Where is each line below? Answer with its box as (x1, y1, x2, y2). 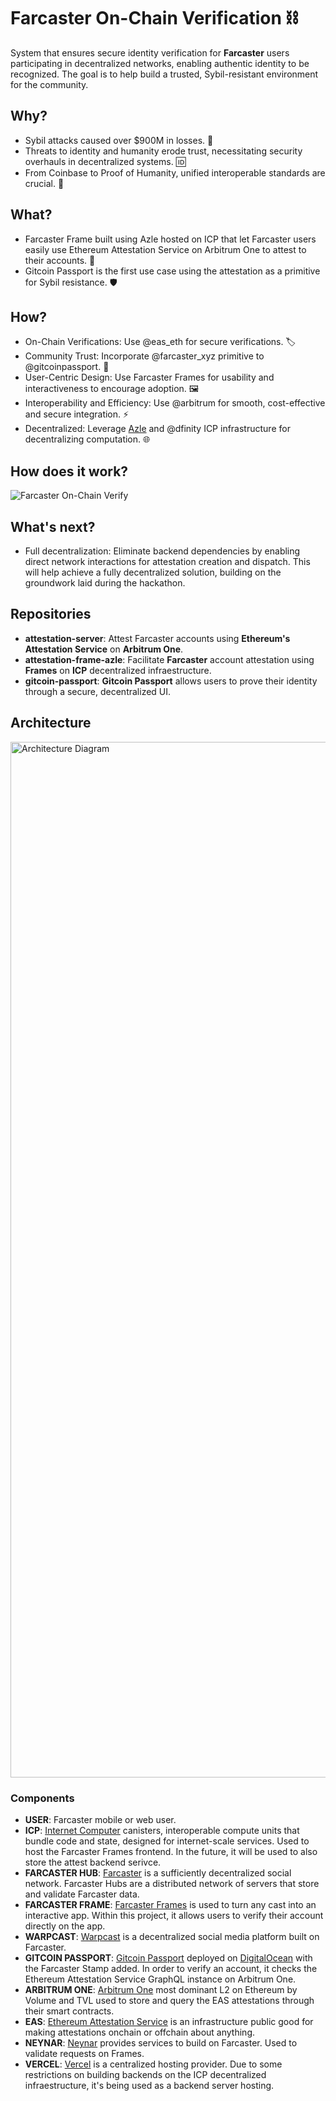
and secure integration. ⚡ (24, 408, 130, 420)
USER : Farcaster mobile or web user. (24, 1813, 177, 1825)
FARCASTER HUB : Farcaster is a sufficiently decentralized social (24, 1866, 292, 1879)
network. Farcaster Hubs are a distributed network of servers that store (24, 1877, 320, 1889)
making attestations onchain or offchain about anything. (24, 2026, 256, 2038)
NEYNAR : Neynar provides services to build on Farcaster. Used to (24, 2036, 298, 2049)
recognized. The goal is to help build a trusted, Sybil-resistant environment (10, 68, 319, 80)
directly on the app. (24, 1920, 106, 1932)
